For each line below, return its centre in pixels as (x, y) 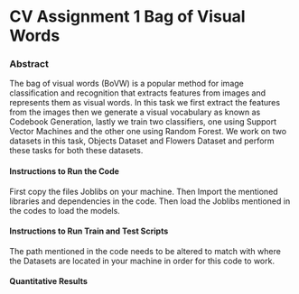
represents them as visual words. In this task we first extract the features (145, 103)
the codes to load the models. (65, 210)
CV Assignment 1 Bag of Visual (127, 17)
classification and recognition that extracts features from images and (138, 93)
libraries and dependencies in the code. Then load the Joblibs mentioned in (150, 201)
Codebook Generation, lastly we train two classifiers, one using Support (143, 122)
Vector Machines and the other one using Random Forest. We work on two (148, 132)
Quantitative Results (49, 281)
